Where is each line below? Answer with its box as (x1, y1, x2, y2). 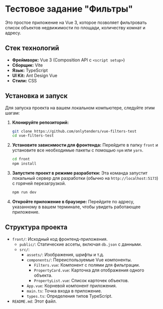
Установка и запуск (5, 92, 68, 100)
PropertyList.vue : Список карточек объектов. (34, 277, 129, 283)
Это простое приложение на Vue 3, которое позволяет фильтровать (5, 19, 147, 25)
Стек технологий (5, 44, 59, 52)
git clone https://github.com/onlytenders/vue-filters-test (12, 129, 137, 134)
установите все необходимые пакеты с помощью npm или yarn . (12, 147, 144, 153)
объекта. (34, 272, 53, 278)
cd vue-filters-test (12, 133, 54, 138)
